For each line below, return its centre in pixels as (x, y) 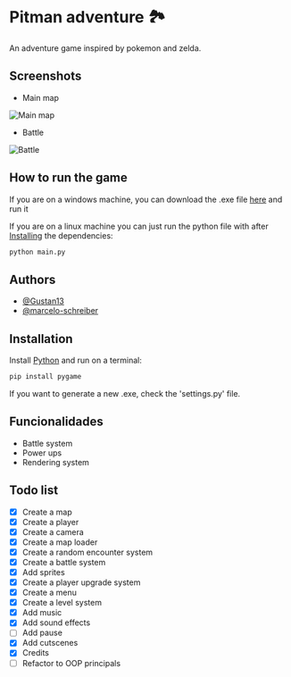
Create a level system (62, 603)
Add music (42, 613)
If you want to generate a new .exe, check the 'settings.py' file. (125, 393)
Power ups (42, 453)
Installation (41, 339)
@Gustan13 (43, 301)
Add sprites (43, 572)
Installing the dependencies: (61, 235)
